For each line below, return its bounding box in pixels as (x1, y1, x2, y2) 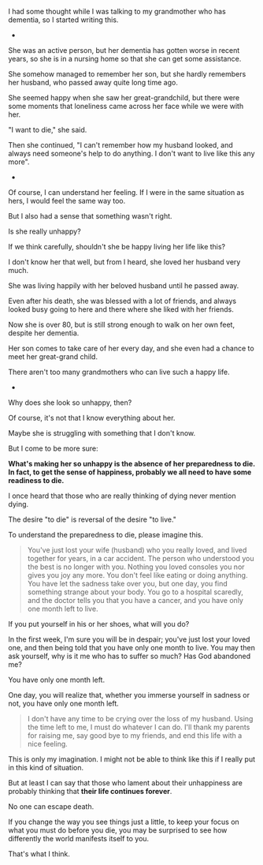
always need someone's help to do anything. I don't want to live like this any (8, 149, 255, 158)
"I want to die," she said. (8, 125, 87, 134)
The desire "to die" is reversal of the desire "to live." (8, 515, 177, 524)
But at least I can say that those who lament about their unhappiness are (8, 778, 243, 788)
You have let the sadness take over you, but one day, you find (27, 579, 228, 588)
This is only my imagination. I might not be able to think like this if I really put (8, 755, 256, 764)
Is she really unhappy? (8, 227, 81, 236)
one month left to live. (27, 604, 98, 613)
